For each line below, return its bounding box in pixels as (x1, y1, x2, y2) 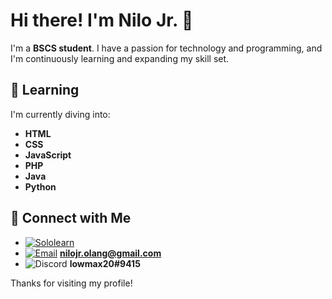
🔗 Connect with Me (10, 210, 132, 227)
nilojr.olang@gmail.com (59, 247, 162, 259)
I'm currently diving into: (10, 108, 111, 120)
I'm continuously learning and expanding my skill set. (10, 52, 230, 64)
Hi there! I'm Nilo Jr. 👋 (10, 9, 194, 32)
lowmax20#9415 (69, 257, 141, 269)
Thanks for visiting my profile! (10, 277, 133, 289)
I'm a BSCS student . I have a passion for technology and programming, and (10, 42, 323, 54)
